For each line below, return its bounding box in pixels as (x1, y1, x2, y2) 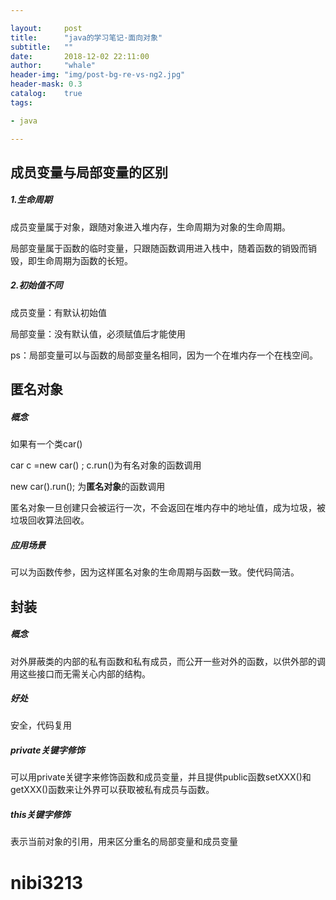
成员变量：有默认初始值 (10, 306, 107, 318)
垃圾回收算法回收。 (10, 514, 90, 526)
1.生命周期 (10, 194, 53, 206)
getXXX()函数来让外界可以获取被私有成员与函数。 (10, 784, 215, 796)
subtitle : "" (10, 42, 74, 52)
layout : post (10, 23, 83, 33)
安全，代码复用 (10, 719, 72, 731)
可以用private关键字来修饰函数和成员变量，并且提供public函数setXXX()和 (10, 771, 312, 783)
